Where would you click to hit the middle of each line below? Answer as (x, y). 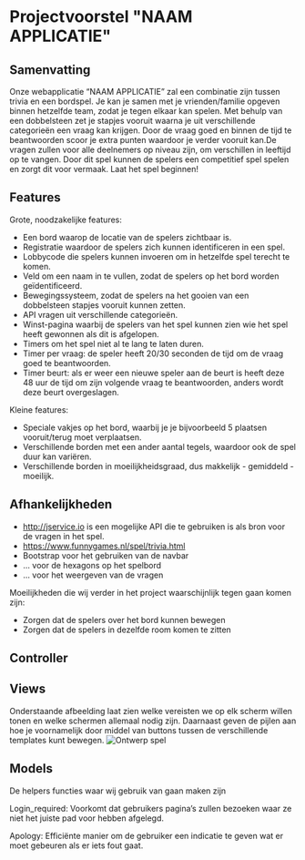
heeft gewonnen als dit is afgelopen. (91, 333)
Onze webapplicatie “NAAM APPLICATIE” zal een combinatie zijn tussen (145, 92)
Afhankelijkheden (61, 504)
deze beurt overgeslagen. (71, 392)
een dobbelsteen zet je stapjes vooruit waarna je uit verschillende (132, 121)
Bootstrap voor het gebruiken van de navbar (106, 555)
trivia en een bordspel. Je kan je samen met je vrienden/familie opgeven (145, 101)
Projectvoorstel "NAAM (101, 17)
